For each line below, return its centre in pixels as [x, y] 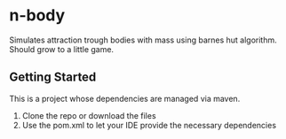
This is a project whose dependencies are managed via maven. [125, 98]
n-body [37, 15]
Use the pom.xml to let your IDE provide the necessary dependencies [149, 125]
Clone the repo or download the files [89, 115]
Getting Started [53, 77]
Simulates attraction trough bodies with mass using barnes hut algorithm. [143, 40]
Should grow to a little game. [61, 49]
